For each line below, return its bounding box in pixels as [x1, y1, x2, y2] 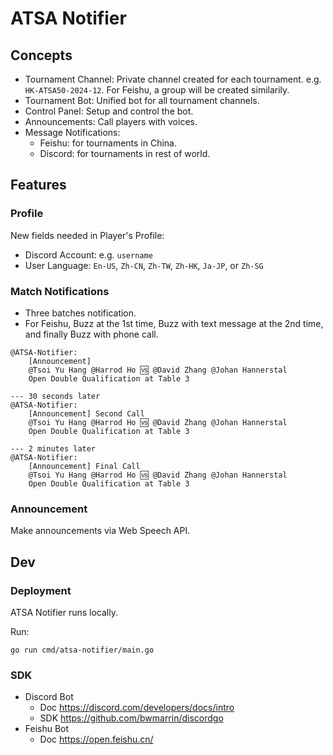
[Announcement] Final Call [28, 461, 141, 471]
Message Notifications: [24, 127, 121, 138]
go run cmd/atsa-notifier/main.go [10, 645, 155, 655]
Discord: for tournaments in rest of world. [39, 148, 211, 159]
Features [10, 177, 67, 194]
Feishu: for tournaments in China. [39, 137, 178, 149]
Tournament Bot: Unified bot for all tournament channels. [24, 95, 260, 106]
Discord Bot [24, 691, 74, 703]
